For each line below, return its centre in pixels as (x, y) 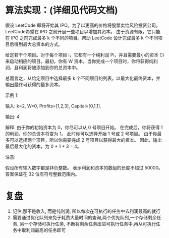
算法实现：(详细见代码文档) (62, 10)
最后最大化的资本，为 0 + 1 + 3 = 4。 (43, 146)
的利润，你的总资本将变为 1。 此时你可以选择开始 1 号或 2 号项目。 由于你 (81, 134)
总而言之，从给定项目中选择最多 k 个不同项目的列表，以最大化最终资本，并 (83, 78)
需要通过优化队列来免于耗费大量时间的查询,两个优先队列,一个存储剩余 (84, 217)
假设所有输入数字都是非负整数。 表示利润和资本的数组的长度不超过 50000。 (84, 167)
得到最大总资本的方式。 (38, 44)
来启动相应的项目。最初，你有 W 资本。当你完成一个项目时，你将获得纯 (79, 61)
